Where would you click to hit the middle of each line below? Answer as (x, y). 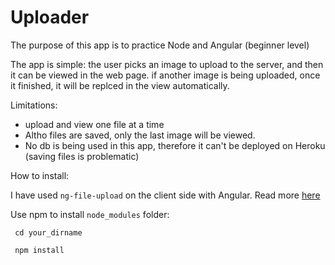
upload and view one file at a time (94, 124)
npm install (39, 250)
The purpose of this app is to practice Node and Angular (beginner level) (160, 45)
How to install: (40, 175)
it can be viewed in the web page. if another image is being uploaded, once (165, 75)
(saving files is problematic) (82, 156)
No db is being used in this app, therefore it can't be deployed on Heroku (175, 145)
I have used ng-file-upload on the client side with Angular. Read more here (165, 195)
